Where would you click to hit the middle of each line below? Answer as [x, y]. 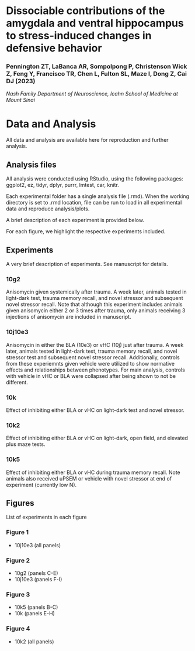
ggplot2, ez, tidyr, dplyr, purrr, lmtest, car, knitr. [63, 185]
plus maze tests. [26, 444]
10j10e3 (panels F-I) [38, 579]
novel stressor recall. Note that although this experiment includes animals [94, 304]
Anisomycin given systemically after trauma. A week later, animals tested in [96, 292]
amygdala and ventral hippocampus [95, 23]
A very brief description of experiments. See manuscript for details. [87, 264]
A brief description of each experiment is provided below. [75, 220]
